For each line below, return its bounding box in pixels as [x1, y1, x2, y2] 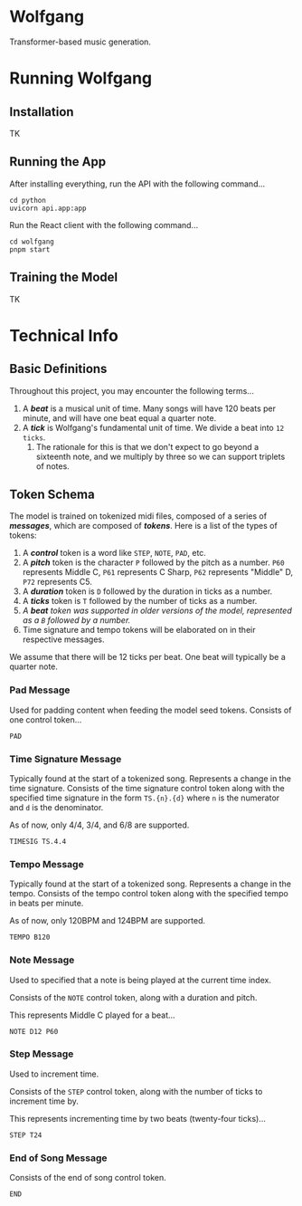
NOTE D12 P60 [9, 1027, 59, 1036]
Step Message [9, 1048, 74, 1060]
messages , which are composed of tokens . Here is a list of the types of [9, 521, 278, 531]
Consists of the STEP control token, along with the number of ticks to [9, 1086, 263, 1096]
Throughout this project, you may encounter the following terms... [9, 385, 255, 396]
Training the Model [9, 270, 118, 285]
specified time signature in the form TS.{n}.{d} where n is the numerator [9, 792, 280, 803]
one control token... [9, 713, 82, 725]
